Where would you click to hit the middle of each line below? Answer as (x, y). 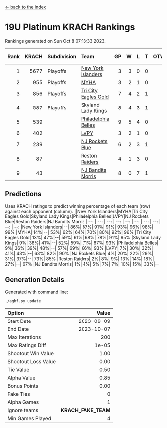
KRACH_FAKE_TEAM (85, 410)
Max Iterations (24, 337)
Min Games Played (29, 418)
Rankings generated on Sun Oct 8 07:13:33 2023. (55, 41)
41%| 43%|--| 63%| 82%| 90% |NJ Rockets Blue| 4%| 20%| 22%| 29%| (79, 253)
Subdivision (62, 56)
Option (16, 313)
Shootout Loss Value (32, 361)
